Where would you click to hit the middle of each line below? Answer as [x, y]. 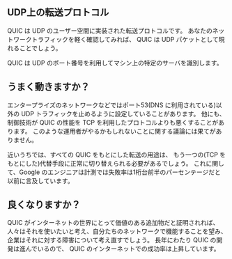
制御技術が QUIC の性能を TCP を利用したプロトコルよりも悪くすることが [113, 122]
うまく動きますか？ [48, 87]
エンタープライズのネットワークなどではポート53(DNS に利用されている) [111, 105]
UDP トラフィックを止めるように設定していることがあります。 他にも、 [123, 113]
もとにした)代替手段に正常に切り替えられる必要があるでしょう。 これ [107, 163]
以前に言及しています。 [41, 180]
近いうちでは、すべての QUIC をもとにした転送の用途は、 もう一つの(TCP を [117, 155]
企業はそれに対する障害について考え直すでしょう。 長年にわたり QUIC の [112, 240]
